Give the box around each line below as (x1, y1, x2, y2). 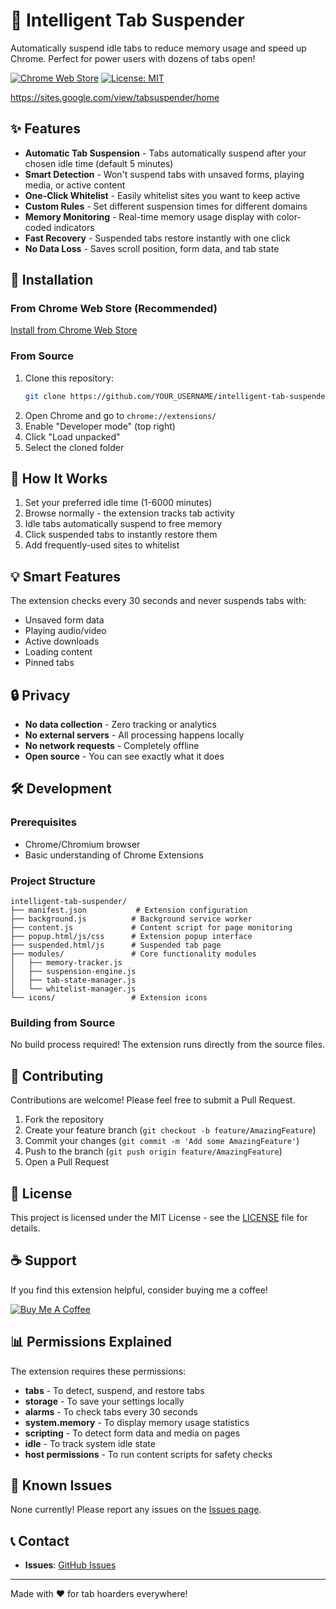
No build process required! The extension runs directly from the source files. (10, 1039, 326, 1051)
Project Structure (10, 874, 96, 888)
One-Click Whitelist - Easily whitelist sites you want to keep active (24, 189, 301, 201)
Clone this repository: (24, 372, 114, 384)
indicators (53, 221, 95, 233)
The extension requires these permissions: (10, 1365, 187, 1377)
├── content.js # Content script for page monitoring (10, 923, 293, 933)
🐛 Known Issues (10, 1477, 113, 1494)
